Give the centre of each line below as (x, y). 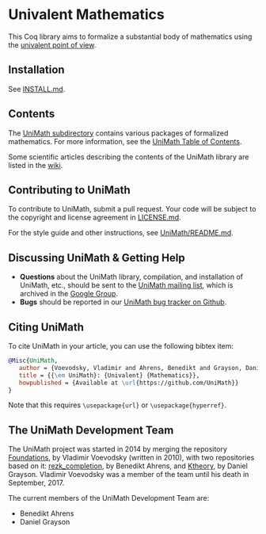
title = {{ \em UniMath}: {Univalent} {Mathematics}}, (109, 375)
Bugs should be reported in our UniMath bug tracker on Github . (123, 302)
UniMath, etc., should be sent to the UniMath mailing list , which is (126, 285)
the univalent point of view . (52, 44)
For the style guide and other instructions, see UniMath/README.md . (121, 233)
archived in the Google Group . (69, 294)
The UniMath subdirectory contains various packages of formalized (118, 133)
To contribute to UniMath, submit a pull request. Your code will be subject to (132, 209)
